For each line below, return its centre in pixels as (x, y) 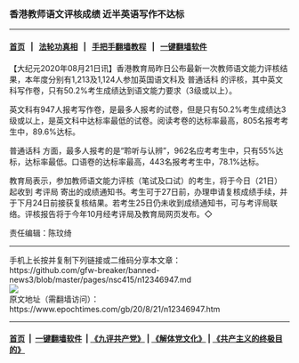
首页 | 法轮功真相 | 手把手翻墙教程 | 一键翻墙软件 (108, 46)
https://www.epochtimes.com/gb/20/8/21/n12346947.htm (115, 309)
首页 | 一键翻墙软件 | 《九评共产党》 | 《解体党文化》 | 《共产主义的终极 (142, 339)
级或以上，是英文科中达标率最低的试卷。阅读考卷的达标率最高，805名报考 (145, 120)
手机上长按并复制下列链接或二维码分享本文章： (95, 260)
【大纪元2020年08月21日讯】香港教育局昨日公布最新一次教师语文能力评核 (145, 68)
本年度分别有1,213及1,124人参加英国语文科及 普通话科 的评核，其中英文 (154, 79)
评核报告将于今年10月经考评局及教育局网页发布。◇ (119, 214)
